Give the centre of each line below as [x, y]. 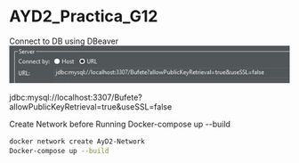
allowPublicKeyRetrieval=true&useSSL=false [91, 107]
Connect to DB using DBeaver [64, 41]
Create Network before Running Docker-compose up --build [120, 124]
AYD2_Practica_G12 [84, 16]
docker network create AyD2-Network [77, 142]
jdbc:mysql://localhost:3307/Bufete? [76, 98]
